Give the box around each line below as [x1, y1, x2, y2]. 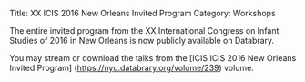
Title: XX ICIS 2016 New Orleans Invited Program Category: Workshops [9, 8, 276, 18]
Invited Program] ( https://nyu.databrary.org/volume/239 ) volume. [9, 63, 255, 73]
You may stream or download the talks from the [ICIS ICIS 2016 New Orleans [9, 53, 297, 63]
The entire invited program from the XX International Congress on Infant [9, 26, 280, 36]
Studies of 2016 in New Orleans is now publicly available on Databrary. [9, 36, 275, 46]
